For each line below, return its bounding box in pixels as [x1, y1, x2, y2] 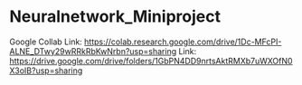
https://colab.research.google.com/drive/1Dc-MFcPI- [84, 36, 282, 47]
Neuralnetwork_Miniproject [9, 6, 222, 27]
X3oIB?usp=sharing [9, 65, 83, 76]
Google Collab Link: [9, 36, 83, 47]
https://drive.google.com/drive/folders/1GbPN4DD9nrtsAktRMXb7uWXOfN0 [9, 55, 293, 66]
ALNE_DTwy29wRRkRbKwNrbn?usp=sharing [9, 45, 177, 56]
